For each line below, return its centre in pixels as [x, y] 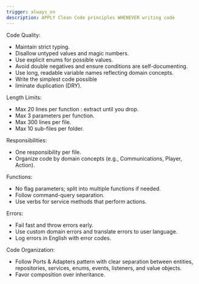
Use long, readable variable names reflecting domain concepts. [94, 72]
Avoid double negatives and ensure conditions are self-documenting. [101, 66]
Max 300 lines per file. [43, 122]
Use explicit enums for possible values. [64, 60]
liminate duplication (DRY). [48, 85]
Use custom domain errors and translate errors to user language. [96, 231]
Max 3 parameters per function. [55, 116]
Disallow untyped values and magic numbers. [72, 53]
